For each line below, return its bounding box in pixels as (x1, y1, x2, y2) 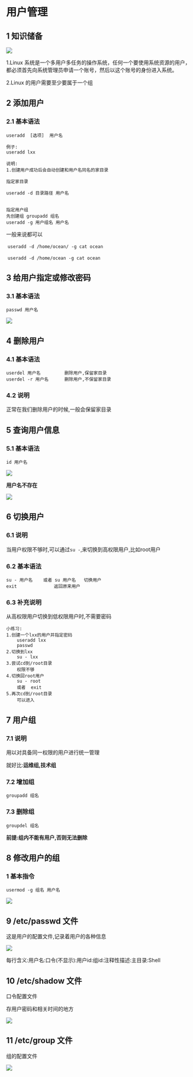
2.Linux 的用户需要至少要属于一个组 (6, 79, 94, 86)
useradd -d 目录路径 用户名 (6, 190, 69, 196)
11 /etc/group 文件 (6, 1035, 73, 1045)
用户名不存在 (6, 482, 37, 489)
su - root (17, 679, 41, 684)
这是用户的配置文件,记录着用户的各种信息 (6, 933, 107, 940)
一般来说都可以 (6, 230, 43, 238)
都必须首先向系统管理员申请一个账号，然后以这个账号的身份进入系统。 (6, 67, 178, 73)
